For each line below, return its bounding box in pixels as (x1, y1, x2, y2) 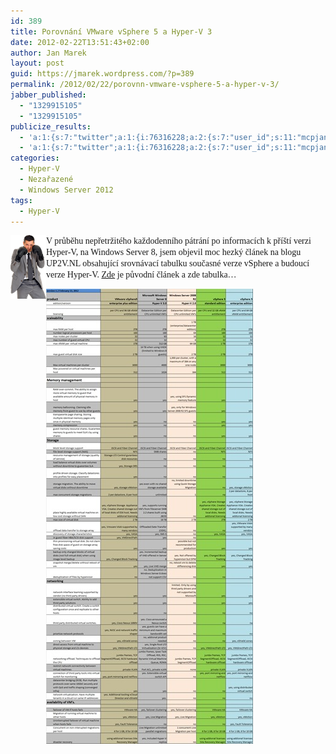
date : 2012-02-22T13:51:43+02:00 (10, 37, 150, 47)
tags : (10, 195, 33, 205)
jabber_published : (10, 90, 87, 100)
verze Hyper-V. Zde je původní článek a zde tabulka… (46, 270, 237, 280)
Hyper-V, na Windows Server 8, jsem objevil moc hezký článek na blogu (46, 247, 302, 258)
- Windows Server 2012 (19, 185, 114, 195)
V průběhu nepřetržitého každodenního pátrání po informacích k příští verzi (46, 236, 312, 247)
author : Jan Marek (10, 48, 87, 58)
